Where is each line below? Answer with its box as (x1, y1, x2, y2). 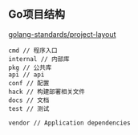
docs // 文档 (8, 96, 50, 104)
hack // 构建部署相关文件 (8, 88, 86, 96)
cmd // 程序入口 (8, 47, 58, 55)
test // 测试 (8, 104, 50, 112)
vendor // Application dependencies (8, 119, 131, 127)
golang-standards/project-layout (8, 29, 116, 39)
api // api (8, 71, 45, 79)
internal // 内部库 (8, 55, 70, 63)
